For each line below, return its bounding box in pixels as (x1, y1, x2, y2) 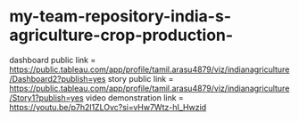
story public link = (107, 73, 174, 84)
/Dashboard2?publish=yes (9, 73, 106, 84)
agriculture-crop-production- (9, 25, 234, 45)
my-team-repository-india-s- (9, 6, 232, 27)
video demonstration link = (85, 92, 185, 103)
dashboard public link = (9, 54, 96, 65)
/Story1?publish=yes (9, 92, 84, 103)
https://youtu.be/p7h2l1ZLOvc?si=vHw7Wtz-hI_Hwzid (9, 101, 207, 112)
